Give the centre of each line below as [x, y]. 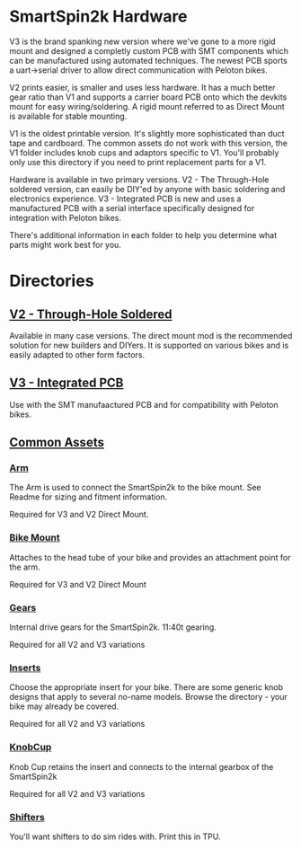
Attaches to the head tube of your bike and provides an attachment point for [150, 557]
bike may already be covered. [64, 706]
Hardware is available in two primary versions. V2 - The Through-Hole [139, 179]
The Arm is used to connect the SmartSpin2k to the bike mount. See [135, 488]
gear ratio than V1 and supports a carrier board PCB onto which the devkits [148, 97]
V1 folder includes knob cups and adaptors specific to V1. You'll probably [144, 152]
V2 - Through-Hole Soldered [91, 314]
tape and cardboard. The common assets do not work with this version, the [148, 143]
